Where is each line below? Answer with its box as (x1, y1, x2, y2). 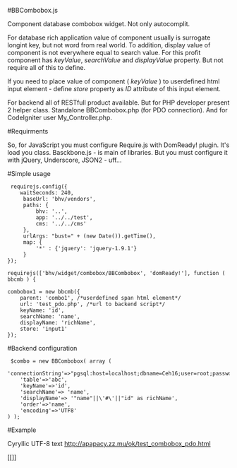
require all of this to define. (7, 64, 86, 71)
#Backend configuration (7, 344, 78, 352)
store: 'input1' (20, 325, 68, 332)
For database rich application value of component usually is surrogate (7, 33, 211, 42)
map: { (23, 239, 42, 246)
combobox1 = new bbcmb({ (7, 288, 80, 296)
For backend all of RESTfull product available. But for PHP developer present (7, 98, 230, 107)
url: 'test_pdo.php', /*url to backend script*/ (20, 300, 166, 308)
